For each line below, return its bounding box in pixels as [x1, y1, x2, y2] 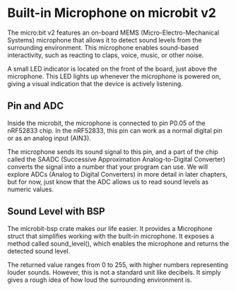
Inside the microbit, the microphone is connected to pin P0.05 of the [7, 119, 206, 127]
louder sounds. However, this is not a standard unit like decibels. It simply [7, 268, 221, 276]
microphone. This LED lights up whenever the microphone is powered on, [7, 72, 221, 81]
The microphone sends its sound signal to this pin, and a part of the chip [7, 147, 218, 156]
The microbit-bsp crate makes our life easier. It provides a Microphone [7, 224, 213, 232]
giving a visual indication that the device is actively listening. [7, 79, 184, 88]
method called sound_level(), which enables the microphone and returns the [7, 239, 230, 248]
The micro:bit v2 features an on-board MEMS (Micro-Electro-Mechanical [7, 28, 220, 37]
